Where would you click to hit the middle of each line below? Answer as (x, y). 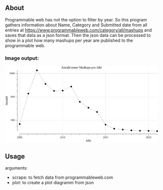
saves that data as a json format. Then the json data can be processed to (78, 35)
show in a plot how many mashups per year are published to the (69, 40)
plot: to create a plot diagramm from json (53, 182)
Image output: (22, 58)
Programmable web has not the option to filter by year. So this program (76, 19)
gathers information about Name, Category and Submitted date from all (76, 25)
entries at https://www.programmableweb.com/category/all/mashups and (78, 30)
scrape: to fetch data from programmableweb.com (62, 177)
